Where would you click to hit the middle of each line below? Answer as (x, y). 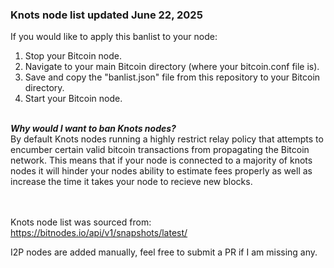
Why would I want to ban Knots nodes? (93, 129)
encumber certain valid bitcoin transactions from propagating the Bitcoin (160, 150)
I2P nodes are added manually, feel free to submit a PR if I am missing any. (164, 252)
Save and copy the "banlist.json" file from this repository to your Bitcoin (172, 77)
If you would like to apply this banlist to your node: (114, 37)
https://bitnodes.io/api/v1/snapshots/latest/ (99, 233)
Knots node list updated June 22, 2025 (106, 15)
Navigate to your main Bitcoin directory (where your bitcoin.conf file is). (172, 67)
